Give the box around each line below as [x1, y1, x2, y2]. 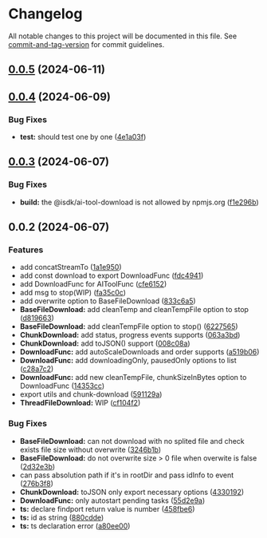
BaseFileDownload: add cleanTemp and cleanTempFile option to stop [19, 305, 249, 314]
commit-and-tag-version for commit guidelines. [8, 39, 165, 49]
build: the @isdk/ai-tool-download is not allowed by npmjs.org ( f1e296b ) [19, 197, 259, 207]
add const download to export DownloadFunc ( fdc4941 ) [19, 271, 204, 280]
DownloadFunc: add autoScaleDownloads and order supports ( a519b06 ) [19, 347, 260, 357]
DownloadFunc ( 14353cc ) [19, 381, 105, 391]
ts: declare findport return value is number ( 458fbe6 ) [19, 504, 195, 513]
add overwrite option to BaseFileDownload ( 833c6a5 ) [19, 296, 197, 306]
